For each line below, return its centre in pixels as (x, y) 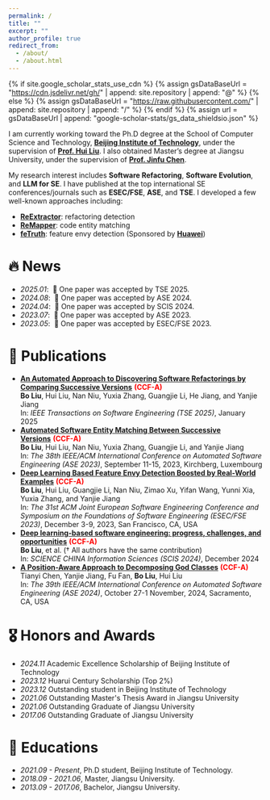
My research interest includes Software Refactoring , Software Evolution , (131, 175)
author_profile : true (45, 38)
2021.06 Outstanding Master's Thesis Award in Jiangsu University (129, 697)
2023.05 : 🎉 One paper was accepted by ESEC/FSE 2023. (116, 323)
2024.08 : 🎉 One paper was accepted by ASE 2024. (106, 297)
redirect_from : (34, 46)
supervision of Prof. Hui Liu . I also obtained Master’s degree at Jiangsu (126, 151)
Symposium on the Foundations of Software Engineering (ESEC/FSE (133, 515)
